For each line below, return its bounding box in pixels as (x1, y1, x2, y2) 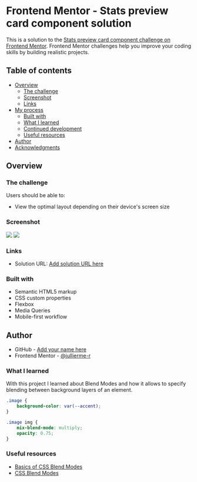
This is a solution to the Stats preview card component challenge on (6, 36, 171, 43)
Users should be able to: (6, 192, 66, 199)
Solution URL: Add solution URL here (14, 260, 104, 267)
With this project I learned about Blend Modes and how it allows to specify (6, 380, 186, 387)
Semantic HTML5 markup (14, 288, 77, 295)
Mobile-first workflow (14, 313, 68, 320)
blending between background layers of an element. (6, 387, 133, 394)
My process (14, 106, 44, 113)
